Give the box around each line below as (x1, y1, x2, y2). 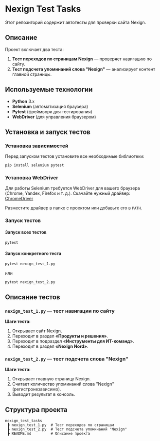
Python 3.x (12, 98, 35, 104)
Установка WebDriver (5, 174, 58, 181)
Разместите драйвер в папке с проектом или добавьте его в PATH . (5, 205, 142, 211)
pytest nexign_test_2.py (5, 279, 55, 285)
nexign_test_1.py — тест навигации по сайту (5, 307, 115, 314)
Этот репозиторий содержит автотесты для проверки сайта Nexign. (5, 19, 146, 25)
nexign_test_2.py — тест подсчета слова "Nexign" (5, 356, 129, 362)
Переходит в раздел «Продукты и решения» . (12, 333, 108, 339)
